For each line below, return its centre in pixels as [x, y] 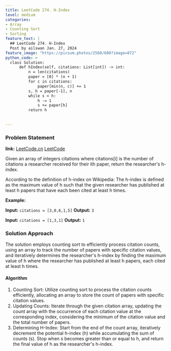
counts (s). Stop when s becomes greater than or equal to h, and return [88, 338]
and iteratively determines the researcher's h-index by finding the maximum [85, 255]
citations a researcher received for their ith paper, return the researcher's [83, 164]
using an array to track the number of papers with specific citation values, [83, 250]
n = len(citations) [49, 72]
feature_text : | [23, 39]
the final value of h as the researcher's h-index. [63, 344]
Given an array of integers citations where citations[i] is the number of [80, 159]
